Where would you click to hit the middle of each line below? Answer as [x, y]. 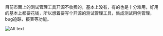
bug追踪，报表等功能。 [28, 19]
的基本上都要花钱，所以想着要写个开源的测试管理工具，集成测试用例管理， [80, 13]
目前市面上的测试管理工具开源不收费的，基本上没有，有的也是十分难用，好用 [82, 7]
